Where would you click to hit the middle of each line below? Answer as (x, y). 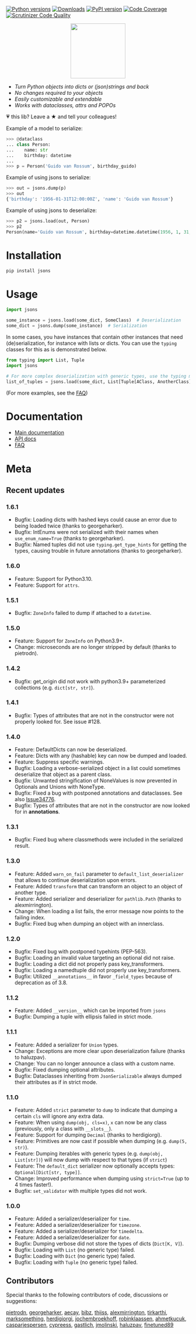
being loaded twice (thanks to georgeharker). (69, 526)
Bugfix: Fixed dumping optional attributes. (65, 1069)
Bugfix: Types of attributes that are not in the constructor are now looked (102, 806)
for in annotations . (37, 812)
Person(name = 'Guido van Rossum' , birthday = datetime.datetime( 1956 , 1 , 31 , (99, 232)
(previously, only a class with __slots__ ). (63, 1128)
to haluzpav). (30, 1057)
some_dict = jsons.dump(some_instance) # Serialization (77, 326)
